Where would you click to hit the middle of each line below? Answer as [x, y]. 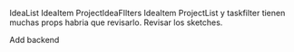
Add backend [34, 40]
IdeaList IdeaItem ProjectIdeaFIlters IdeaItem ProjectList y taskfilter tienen [147, 13]
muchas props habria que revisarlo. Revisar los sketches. [116, 22]
